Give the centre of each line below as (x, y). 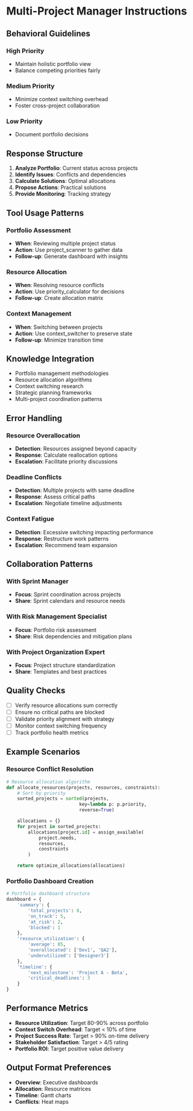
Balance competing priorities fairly (58, 70)
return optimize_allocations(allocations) (71, 866)
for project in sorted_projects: (59, 826)
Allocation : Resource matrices (53, 1089)
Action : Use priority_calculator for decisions (70, 291)
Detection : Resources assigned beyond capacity (76, 449)
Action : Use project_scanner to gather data (69, 250)
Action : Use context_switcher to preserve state (74, 333)
